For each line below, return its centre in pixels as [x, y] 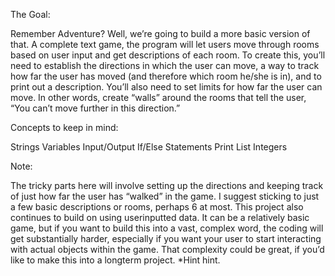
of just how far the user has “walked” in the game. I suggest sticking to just [165, 196]
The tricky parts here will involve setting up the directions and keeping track [167, 185]
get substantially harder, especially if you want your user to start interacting [166, 238]
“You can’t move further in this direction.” [95, 108]
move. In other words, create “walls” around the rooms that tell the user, [158, 97]
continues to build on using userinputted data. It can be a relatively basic [160, 217]
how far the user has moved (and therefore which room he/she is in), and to [166, 76]
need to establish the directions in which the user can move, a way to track [165, 65]
